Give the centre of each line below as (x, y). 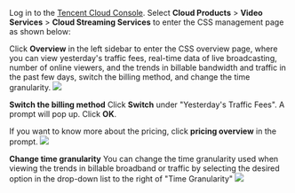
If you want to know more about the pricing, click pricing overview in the (143, 131)
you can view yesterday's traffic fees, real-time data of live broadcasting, (143, 58)
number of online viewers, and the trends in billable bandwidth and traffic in (148, 67)
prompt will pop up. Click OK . (63, 114)
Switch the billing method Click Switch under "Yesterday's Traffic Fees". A (147, 104)
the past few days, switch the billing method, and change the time (130, 77)
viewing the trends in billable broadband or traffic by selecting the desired (144, 168)
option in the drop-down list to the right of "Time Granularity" (121, 179)
